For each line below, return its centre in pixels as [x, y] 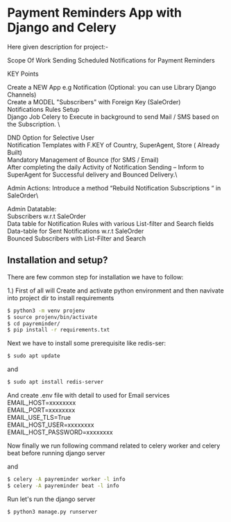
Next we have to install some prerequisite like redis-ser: [87, 343]
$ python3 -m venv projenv [46, 311]
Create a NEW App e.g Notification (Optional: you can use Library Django [112, 87]
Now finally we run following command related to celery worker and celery [114, 446]
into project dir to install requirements [61, 297]
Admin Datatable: [32, 209]
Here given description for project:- [58, 47]
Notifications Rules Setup [43, 109]
